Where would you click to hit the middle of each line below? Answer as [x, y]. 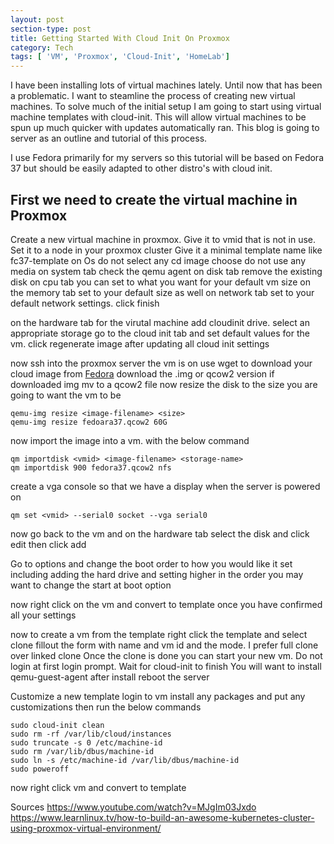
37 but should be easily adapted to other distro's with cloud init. [141, 168]
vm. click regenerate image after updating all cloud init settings [140, 343]
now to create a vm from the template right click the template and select [159, 634]
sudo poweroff [40, 769]
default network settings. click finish [85, 303]
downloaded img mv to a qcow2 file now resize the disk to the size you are [164, 384]
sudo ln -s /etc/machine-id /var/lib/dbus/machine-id [125, 760]
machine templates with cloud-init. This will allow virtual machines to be [158, 117]
